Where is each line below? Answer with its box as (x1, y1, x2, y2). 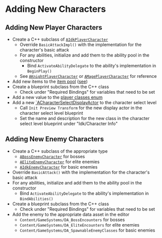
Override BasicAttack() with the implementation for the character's (12, 169, 150, 175)
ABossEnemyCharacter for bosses (19, 153, 85, 159)
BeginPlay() (27, 69, 52, 74)
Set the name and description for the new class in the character (19, 116, 150, 121)
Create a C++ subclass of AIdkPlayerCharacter (12, 36, 108, 42)
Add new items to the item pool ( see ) (12, 78, 88, 84)
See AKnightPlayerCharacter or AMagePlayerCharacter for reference (19, 73, 157, 79)
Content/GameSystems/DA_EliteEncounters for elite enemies (19, 222, 140, 228)
